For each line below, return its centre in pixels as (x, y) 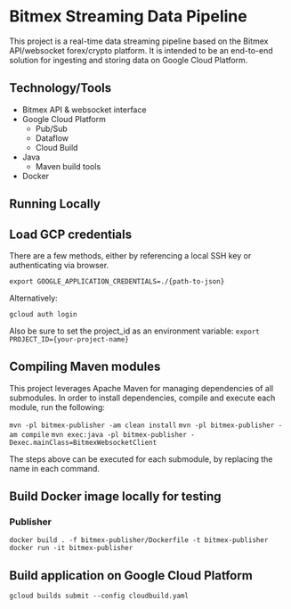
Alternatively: (33, 298)
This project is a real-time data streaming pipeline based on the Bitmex (139, 41)
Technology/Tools (61, 88)
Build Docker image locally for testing (115, 497)
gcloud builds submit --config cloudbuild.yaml (99, 596)
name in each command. (55, 468)
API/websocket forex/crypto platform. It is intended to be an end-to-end (141, 50)
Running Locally (55, 204)
